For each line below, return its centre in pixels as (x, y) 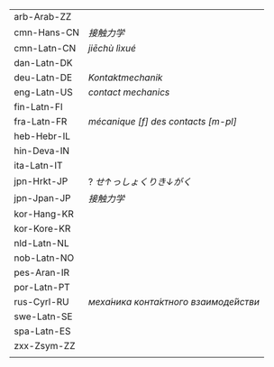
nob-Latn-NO (44, 258)
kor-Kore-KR (42, 229)
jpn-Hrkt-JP (41, 181)
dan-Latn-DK (43, 63)
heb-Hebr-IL (42, 136)
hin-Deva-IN (42, 151)
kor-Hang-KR (44, 214)
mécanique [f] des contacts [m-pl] (162, 121)
